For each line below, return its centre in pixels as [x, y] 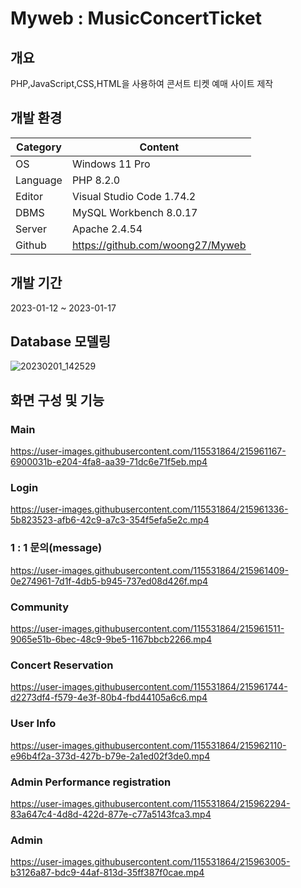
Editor [29, 196]
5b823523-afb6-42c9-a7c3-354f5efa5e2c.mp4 [110, 520]
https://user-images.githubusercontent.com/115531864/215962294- [150, 803]
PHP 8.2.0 [96, 180]
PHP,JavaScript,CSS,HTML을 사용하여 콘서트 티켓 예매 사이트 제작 [142, 83]
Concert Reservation [62, 665]
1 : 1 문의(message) [56, 548]
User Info [33, 724]
